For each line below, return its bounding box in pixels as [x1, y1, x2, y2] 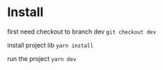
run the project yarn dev [7, 54, 77, 63]
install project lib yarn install [7, 41, 94, 49]
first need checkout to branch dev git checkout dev [7, 27, 157, 36]
